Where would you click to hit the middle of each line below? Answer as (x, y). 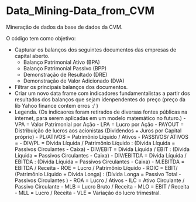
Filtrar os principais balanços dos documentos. (71, 87)
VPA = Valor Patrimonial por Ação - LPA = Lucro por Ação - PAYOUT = (99, 124)
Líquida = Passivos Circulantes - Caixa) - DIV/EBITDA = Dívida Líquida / (101, 155)
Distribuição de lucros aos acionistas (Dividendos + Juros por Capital (98, 131)
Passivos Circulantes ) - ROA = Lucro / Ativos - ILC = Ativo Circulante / (99, 180)
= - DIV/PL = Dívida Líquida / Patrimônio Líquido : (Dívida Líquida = (95, 143)
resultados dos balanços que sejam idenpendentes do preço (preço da (100, 99)
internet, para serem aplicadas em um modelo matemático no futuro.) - (100, 118)
